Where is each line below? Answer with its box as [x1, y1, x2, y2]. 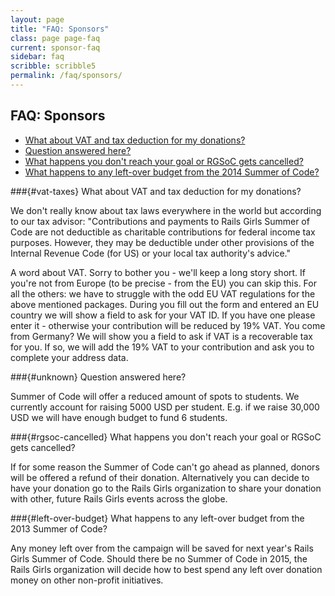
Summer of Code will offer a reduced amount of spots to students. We [10, 390, 300, 402]
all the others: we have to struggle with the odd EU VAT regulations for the [10, 287, 316, 300]
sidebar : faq [10, 52, 65, 62]
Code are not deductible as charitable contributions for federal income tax [10, 226, 316, 238]
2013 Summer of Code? [10, 522, 108, 535]
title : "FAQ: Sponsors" [10, 24, 110, 34]
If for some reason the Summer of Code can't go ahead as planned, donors [10, 461, 320, 473]
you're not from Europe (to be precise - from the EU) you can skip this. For [10, 277, 317, 289]
